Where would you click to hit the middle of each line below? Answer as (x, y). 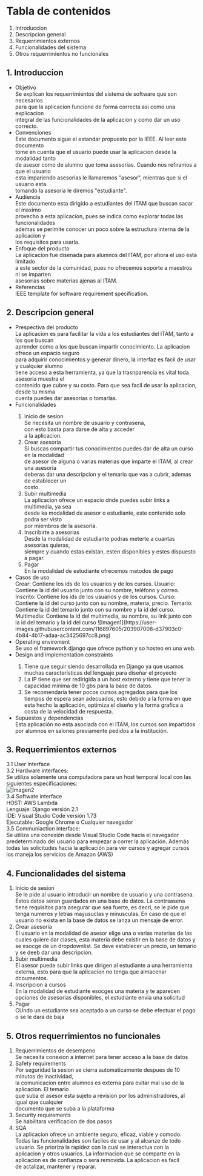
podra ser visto (43, 519)
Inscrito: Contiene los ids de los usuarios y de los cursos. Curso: (95, 596)
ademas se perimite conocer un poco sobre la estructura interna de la (102, 229)
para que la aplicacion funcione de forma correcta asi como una (95, 107)
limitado (25, 261)
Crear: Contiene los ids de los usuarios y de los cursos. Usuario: (95, 584)
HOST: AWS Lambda (32, 803)
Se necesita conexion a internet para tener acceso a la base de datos (101, 1057)
